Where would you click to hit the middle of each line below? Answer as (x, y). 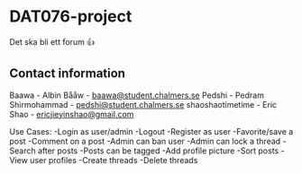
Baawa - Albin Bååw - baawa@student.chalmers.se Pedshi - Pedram (137, 95)
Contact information (68, 74)
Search (23, 151)
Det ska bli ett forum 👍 (52, 41)
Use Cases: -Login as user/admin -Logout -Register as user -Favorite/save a (151, 131)
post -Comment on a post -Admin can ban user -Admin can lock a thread (145, 141)
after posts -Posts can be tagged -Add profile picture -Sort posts (158, 151)
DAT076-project (71, 17)
